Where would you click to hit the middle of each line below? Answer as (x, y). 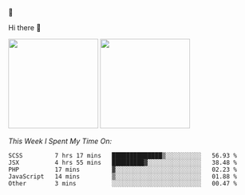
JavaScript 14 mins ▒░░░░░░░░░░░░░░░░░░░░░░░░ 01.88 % (123, 177)
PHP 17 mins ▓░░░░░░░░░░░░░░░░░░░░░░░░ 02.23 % (123, 170)
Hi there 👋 (25, 27)
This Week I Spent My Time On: (60, 141)
